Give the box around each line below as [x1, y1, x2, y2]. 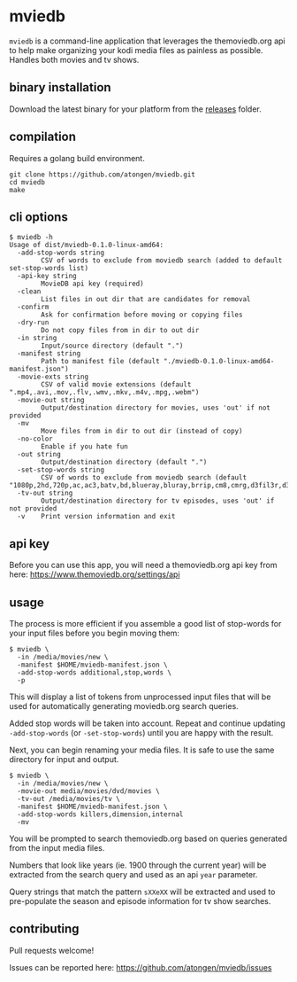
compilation [9, 129, 77, 144]
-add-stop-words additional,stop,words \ [17, 668, 172, 677]
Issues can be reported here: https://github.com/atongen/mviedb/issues [9, 962, 272, 972]
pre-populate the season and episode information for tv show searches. [9, 896, 271, 906]
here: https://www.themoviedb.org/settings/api [9, 569, 180, 580]
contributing [9, 922, 80, 937]
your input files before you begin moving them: [9, 627, 179, 638]
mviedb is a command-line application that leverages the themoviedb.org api [9, 35, 286, 46]
